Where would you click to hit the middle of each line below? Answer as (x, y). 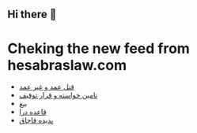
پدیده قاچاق (36, 120)
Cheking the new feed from (99, 48)
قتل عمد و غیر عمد (46, 87)
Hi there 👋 (32, 15)
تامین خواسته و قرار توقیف (58, 95)
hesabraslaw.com (67, 65)
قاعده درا (32, 112)
